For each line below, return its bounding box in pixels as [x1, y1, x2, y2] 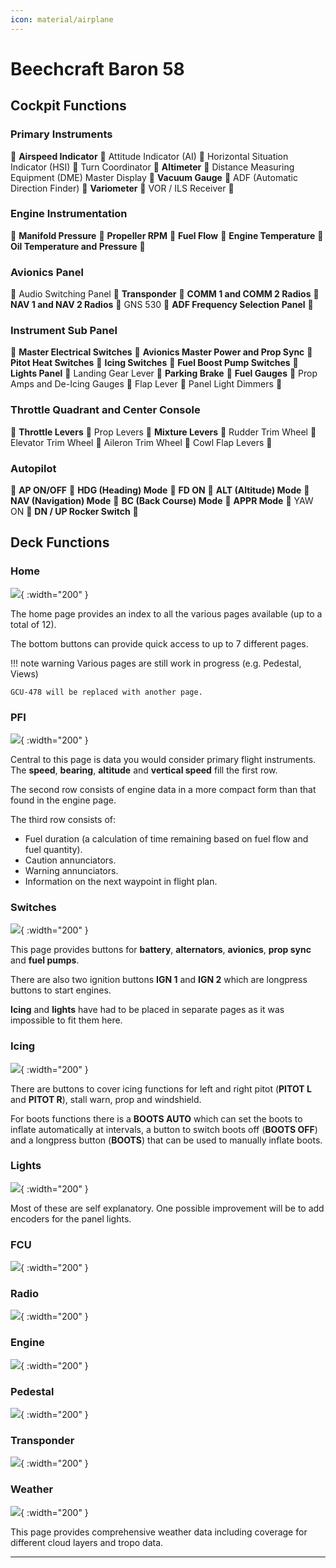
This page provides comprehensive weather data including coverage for [10, 1526, 308, 1538]
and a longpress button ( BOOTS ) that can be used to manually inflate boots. [10, 1134, 323, 1146]
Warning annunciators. [24, 864, 119, 876]
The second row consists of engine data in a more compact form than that [10, 783, 317, 795]
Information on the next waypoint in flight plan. [24, 875, 218, 887]
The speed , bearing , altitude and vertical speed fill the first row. [10, 764, 278, 776]
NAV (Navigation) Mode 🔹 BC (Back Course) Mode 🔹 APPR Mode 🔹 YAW [10, 494, 314, 506]
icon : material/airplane [10, 14, 114, 25]
